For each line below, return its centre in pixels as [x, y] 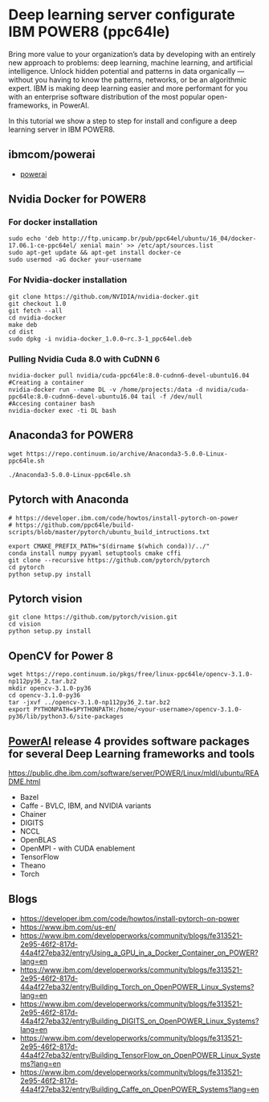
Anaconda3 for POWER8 [71, 435]
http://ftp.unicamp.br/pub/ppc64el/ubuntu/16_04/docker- [159, 239]
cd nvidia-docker [37, 318]
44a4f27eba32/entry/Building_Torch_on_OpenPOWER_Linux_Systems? [137, 986]
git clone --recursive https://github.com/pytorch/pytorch [109, 560]
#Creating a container [46, 383]
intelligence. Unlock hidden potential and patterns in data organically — [126, 71]
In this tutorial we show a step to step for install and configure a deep [123, 120]
